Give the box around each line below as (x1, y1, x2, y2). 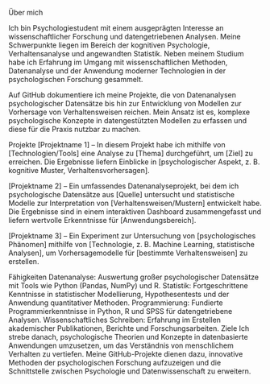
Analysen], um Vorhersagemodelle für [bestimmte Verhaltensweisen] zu (8, 248, 248, 258)
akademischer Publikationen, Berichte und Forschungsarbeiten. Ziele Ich (8, 324, 250, 333)
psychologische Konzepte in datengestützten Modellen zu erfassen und (8, 116, 247, 125)
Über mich (8, 8, 44, 17)
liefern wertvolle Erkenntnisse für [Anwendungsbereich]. (8, 216, 197, 225)
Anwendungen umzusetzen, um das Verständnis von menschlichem (8, 341, 234, 350)
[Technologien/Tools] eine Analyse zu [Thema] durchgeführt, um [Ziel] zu (8, 149, 254, 158)
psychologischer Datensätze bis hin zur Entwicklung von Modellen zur (8, 99, 242, 108)
